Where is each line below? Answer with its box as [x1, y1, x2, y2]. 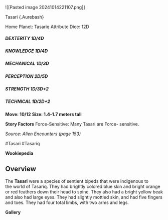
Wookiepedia [5, 150, 34, 156]
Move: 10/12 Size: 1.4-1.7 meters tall [5, 111, 82, 117]
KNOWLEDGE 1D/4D [5, 48, 48, 54]
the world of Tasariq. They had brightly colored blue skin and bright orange [5, 183, 160, 189]
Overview [5, 165, 37, 173]
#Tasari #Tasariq [5, 140, 40, 146]
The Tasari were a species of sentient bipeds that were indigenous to [5, 178, 149, 184]
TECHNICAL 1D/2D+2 [5, 98, 50, 104]
